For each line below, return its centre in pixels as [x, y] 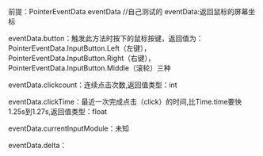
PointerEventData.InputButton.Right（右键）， [82, 58]
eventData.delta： [38, 145]
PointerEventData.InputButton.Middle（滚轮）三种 [90, 68]
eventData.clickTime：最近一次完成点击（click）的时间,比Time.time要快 [125, 102]
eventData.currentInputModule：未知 [69, 128]
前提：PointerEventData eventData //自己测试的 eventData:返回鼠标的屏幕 [128, 11]
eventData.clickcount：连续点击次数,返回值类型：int [93, 85]
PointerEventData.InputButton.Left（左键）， [80, 48]
